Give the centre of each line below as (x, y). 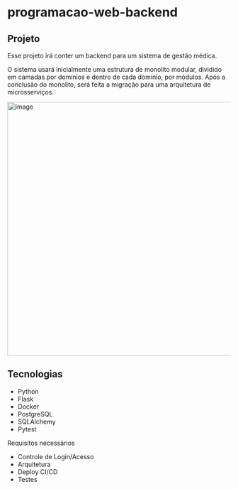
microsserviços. (31, 92)
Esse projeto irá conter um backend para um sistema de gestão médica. (112, 55)
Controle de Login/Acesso (56, 456)
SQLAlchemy (36, 421)
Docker (28, 407)
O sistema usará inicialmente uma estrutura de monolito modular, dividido (114, 69)
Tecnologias (35, 374)
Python (28, 391)
